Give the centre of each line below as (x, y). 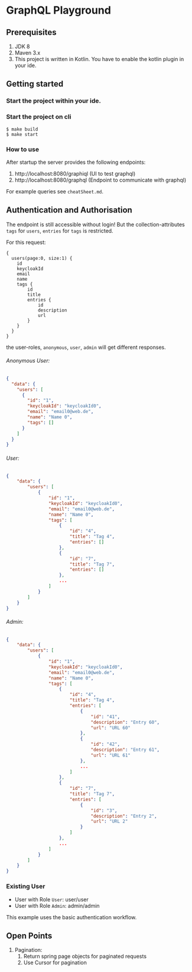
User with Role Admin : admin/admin (57, 906)
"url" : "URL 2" (109, 822)
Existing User (26, 887)
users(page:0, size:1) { (42, 258)
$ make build (22, 129)
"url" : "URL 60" (111, 728)
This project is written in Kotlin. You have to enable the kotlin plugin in (99, 59)
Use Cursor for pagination (55, 963)
